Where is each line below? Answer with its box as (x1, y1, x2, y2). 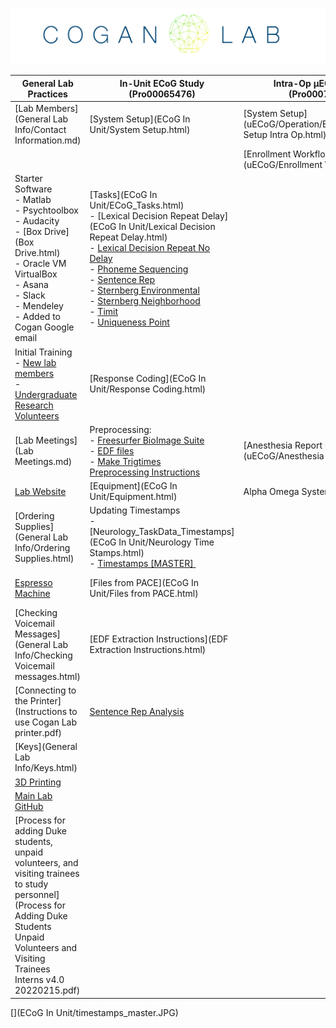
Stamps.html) (89, 547, 145, 559)
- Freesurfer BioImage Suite (89, 434, 205, 446)
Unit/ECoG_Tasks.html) (89, 199, 185, 211)
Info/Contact (14, 123, 67, 135)
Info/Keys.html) (14, 762, 78, 774)
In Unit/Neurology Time (118, 536, 215, 548)
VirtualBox (14, 268, 58, 280)
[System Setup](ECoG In (89, 113, 191, 125)
